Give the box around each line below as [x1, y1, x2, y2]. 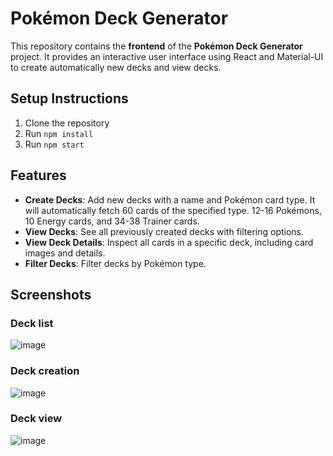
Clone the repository [24, 117, 110, 129]
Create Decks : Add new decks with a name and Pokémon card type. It [24, 193, 316, 206]
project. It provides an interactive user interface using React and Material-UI [10, 50, 324, 62]
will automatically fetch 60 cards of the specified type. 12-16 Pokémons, [24, 204, 322, 216]
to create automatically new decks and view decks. [10, 61, 222, 73]
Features [10, 167, 67, 184]
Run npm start [24, 138, 85, 150]
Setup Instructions [10, 90, 129, 107]
